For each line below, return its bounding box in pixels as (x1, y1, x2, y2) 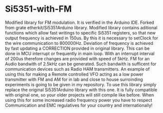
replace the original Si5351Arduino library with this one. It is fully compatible (5, 87, 158, 93)
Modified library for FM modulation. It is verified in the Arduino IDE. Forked (5, 19, 154, 25)
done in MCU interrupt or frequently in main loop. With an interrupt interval (5, 50, 155, 56)
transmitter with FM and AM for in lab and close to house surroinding (5, 76, 143, 82)
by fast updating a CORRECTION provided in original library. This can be (5, 45, 150, 51)
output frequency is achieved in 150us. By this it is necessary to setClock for (5, 35, 158, 41)
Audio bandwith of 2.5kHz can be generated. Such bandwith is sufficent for (5, 61, 157, 67)
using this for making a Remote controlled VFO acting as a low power (5, 71, 144, 77)
